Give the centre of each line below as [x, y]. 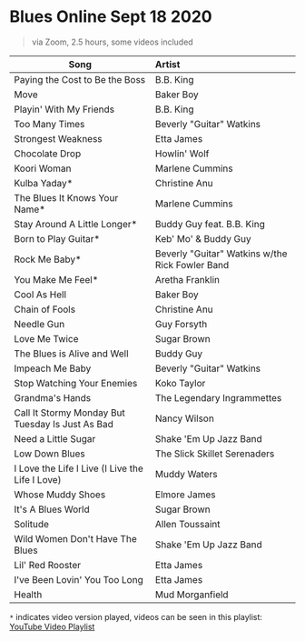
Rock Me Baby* [48, 259]
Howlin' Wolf [182, 154]
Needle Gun [39, 324]
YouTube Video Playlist [52, 626]
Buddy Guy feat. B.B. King [210, 224]
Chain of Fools [44, 309]
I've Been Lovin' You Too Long [79, 579]
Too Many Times [49, 124]
